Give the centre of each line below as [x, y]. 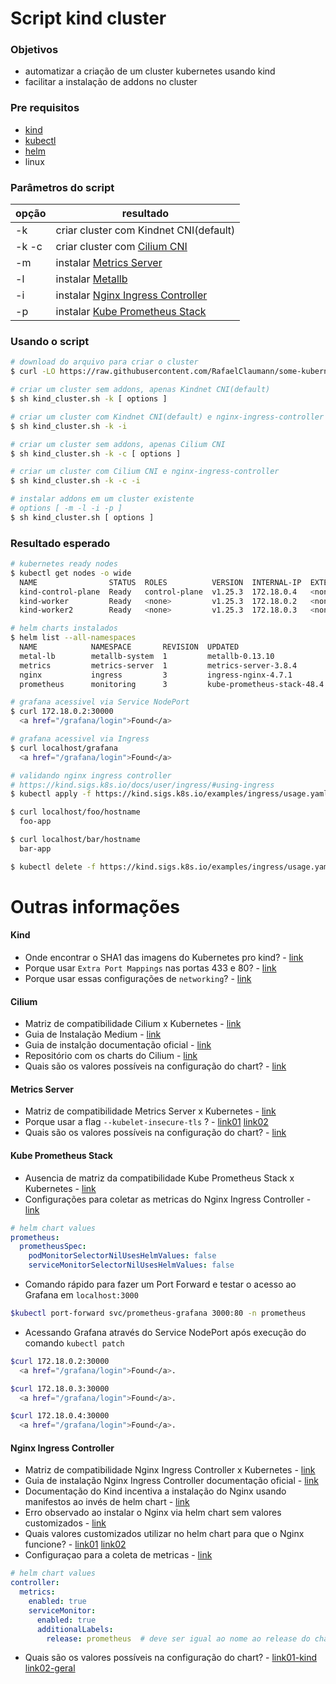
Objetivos [34, 50]
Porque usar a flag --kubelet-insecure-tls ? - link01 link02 [146, 1122]
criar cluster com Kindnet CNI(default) [145, 230]
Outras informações [95, 906]
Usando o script [50, 341]
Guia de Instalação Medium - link [93, 1034]
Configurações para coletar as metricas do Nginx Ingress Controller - [168, 1199]
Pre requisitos [45, 108]
